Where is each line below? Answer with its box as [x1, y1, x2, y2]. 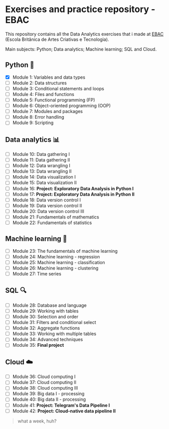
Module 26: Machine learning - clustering [12, 265, 99, 271]
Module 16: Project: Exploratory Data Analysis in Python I [12, 185, 134, 191]
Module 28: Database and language [12, 302, 87, 308]
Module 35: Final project [12, 342, 64, 348]
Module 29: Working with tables [12, 308, 79, 314]
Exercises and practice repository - [5, 4, 155, 15]
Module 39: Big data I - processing [12, 391, 84, 397]
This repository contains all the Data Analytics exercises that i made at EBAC [5, 31, 164, 37]
